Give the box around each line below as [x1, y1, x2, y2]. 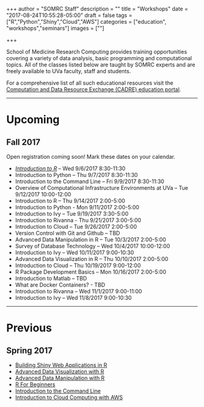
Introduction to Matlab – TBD [15, 275, 87, 282]
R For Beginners [15, 381, 56, 388]
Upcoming [6, 113, 60, 127]
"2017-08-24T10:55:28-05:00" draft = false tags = [6, 12, 132, 19]
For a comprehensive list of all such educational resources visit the [6, 79, 174, 86]
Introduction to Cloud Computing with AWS [15, 394, 123, 401]
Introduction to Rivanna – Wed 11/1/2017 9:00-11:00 [15, 288, 143, 294]
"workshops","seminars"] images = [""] [6, 24, 104, 32]
